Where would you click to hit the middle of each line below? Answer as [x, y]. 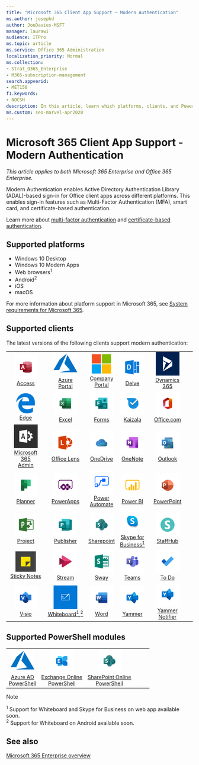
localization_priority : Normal [45, 56]
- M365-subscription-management [46, 75]
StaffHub [168, 541]
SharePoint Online [109, 677]
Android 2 [26, 279]
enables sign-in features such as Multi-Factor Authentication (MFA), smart [97, 202]
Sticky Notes [26, 576]
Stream [65, 578]
